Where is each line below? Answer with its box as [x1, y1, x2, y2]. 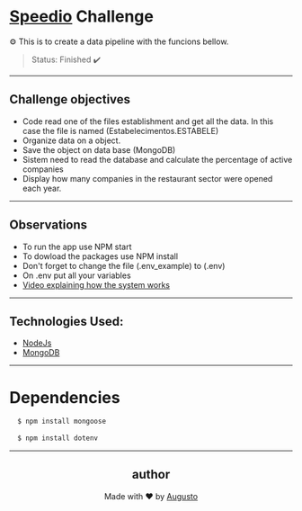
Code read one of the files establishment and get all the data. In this [22, 115, 274, 127]
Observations [9, 218, 88, 233]
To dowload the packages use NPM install [22, 250, 178, 262]
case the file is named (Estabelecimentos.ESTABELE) [22, 125, 218, 136]
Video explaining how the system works [22, 279, 171, 290]
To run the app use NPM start [22, 241, 132, 252]
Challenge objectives [9, 92, 131, 107]
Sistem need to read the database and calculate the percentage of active [22, 154, 293, 165]
